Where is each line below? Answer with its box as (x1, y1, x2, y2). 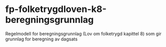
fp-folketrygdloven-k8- (5, 3, 107, 15)
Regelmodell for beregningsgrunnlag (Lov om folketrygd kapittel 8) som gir (5, 30, 161, 36)
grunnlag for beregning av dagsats (5, 36, 78, 42)
